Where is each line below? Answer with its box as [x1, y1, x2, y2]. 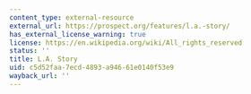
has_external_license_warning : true [9, 30, 146, 38]
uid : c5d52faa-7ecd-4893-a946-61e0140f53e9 [9, 64, 175, 73]
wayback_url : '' [9, 72, 70, 81]
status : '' [9, 47, 50, 56]
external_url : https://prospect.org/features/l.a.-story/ [9, 21, 230, 30]
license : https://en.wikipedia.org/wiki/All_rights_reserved [9, 38, 243, 47]
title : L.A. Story [9, 55, 78, 64]
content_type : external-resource [9, 13, 134, 22]
